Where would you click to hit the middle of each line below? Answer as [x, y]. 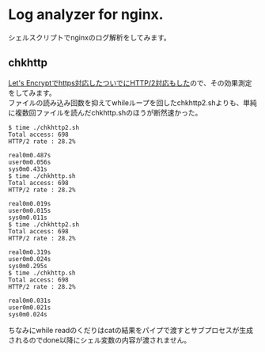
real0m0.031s [30, 301]
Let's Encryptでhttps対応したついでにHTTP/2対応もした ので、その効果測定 [130, 83]
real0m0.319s [30, 252]
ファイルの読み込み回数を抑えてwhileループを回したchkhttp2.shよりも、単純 [132, 102]
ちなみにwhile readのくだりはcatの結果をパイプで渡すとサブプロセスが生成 [131, 330]
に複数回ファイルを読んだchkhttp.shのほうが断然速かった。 [105, 112]
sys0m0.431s [28, 169]
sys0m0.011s [28, 218]
